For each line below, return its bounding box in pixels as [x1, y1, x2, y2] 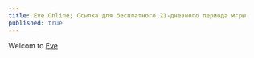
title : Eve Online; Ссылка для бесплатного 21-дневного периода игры [8, 11, 247, 20]
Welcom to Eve [8, 41, 59, 50]
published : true [8, 19, 63, 27]
